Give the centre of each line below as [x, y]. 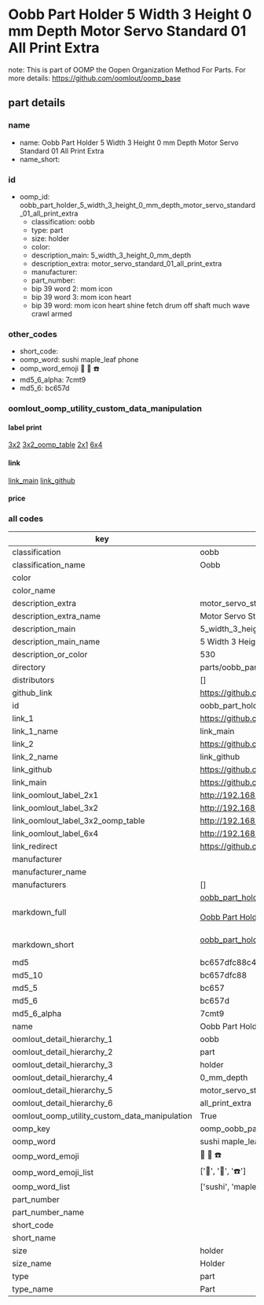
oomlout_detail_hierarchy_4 [62, 1078]
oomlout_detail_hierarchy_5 [62, 1090]
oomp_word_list [41, 1187]
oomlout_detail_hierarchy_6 [62, 1104]
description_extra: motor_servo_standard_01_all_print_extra [126, 263]
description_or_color [50, 655]
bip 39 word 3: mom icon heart [81, 297]
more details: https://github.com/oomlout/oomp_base [95, 78]
